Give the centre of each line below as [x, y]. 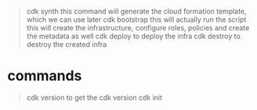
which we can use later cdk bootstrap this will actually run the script [136, 20]
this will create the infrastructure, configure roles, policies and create [138, 28]
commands [45, 76]
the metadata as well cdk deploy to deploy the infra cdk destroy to [133, 36]
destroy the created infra [67, 44]
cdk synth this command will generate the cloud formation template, [137, 11]
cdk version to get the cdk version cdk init [94, 98]
